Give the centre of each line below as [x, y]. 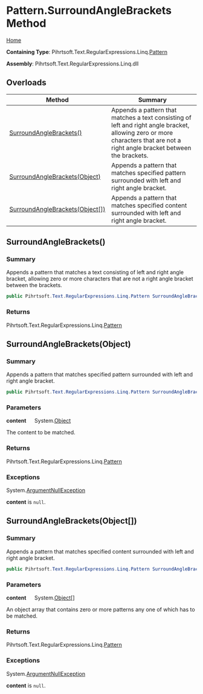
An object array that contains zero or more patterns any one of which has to [101, 609]
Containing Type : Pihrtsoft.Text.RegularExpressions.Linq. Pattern [87, 51]
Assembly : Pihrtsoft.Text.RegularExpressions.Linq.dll [72, 64]
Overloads [26, 83]
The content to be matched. [41, 432]
